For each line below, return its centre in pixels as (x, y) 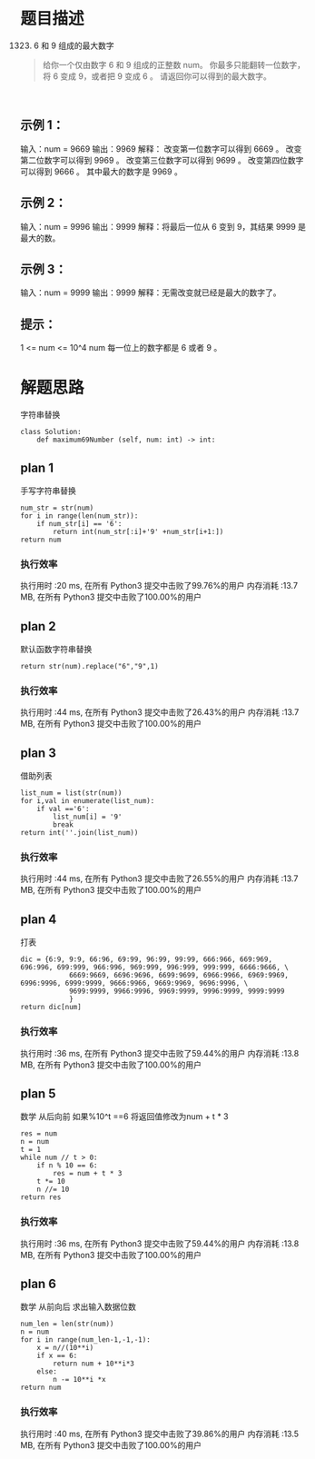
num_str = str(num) (57, 508)
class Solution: (51, 432)
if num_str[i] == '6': (79, 523)
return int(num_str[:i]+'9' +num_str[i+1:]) (138, 531)
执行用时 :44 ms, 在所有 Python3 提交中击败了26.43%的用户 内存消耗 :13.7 (160, 712)
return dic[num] (51, 1007)
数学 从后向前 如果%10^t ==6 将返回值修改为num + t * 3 (124, 1117)
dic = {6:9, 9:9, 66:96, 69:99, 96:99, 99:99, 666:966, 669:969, (146, 959)
